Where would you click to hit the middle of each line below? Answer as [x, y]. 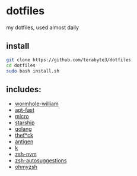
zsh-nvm [26, 154]
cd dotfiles [21, 65]
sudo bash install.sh [33, 71]
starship [25, 122]
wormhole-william [36, 104]
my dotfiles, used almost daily [42, 27]
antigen [24, 142]
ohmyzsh [26, 167]
